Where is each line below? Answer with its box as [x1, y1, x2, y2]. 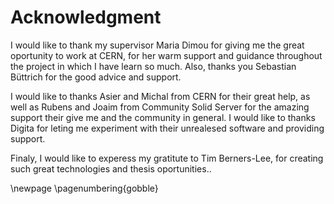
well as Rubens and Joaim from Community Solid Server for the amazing [10, 101, 310, 113]
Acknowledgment [10, 6, 162, 29]
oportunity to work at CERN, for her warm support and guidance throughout [10, 49, 323, 61]
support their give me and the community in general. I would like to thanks [10, 111, 316, 123]
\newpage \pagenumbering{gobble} [10, 182, 159, 194]
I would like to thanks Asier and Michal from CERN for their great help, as [10, 90, 311, 102]
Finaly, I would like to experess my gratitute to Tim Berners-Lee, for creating [10, 152, 324, 164]
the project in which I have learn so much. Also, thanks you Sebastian [10, 60, 297, 72]
